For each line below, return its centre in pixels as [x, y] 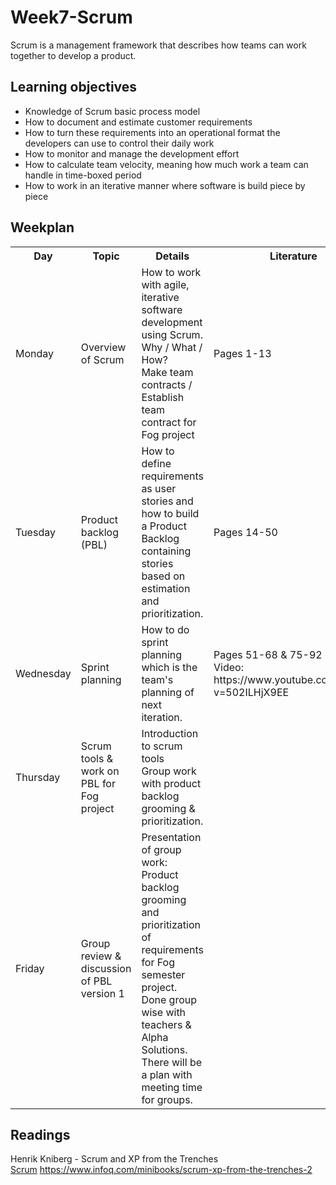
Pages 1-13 [242, 353]
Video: [228, 667]
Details [172, 256]
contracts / [167, 384]
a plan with [167, 1074]
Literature [293, 256]
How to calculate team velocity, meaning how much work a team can [166, 164]
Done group [169, 999]
